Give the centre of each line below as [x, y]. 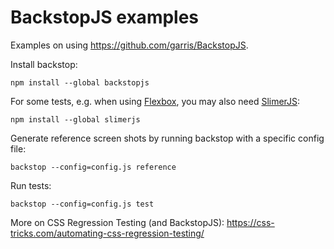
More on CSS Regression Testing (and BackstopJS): [117, 222]
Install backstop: [44, 64]
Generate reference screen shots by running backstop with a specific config [167, 138]
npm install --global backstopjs [80, 82]
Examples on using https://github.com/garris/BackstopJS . [129, 45]
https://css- [250, 222]
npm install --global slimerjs [75, 119]
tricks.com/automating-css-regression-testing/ [107, 233]
